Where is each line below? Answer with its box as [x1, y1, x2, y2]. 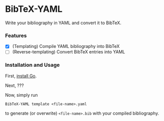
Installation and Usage [5, 62, 60, 69]
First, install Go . [5, 73, 37, 79]
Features [5, 32, 27, 39]
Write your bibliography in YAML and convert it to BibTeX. [5, 20, 122, 26]
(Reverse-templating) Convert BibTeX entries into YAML [12, 49, 126, 55]
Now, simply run [5, 92, 38, 98]
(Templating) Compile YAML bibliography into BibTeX [12, 43, 120, 49]
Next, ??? [5, 82, 24, 88]
